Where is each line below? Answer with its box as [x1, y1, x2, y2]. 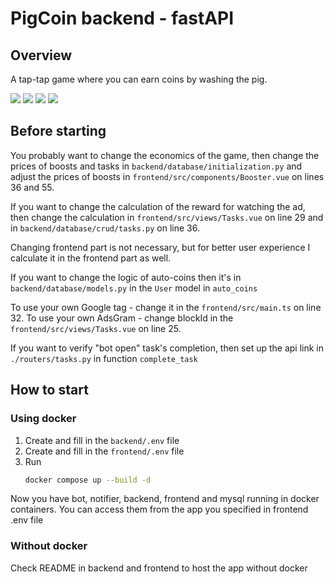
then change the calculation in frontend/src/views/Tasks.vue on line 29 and [10, 211, 324, 223]
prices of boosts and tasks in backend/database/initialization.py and [10, 160, 303, 172]
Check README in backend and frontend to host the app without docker [10, 562, 308, 574]
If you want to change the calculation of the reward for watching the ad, [10, 200, 306, 212]
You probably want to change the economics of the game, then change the [10, 149, 320, 161]
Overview [10, 47, 73, 64]
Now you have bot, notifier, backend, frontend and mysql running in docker [10, 493, 320, 505]
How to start [10, 382, 89, 399]
